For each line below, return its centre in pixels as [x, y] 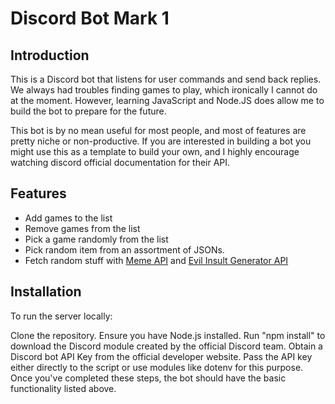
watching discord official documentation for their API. [120, 162]
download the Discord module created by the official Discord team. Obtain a [166, 346]
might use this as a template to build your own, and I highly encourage [155, 151]
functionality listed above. [63, 388]
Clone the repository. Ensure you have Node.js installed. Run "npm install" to [168, 335]
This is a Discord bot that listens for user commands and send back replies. [166, 79]
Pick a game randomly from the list [96, 239]
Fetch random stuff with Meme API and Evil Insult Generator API [156, 260]
